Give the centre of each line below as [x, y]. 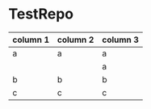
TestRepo [41, 14]
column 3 [121, 40]
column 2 [75, 40]
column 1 [31, 40]
